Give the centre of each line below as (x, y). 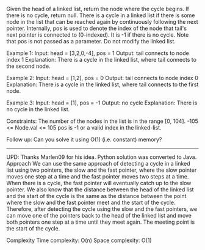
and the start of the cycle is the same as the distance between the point (96, 196)
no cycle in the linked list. (38, 109)
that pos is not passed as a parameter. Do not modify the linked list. (91, 41)
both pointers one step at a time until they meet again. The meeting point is (101, 222)
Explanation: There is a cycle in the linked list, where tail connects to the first (103, 84)
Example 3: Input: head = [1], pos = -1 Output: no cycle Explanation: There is (102, 103)
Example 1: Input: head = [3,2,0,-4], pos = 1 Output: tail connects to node (98, 53)
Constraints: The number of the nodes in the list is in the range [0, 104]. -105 (102, 121)
